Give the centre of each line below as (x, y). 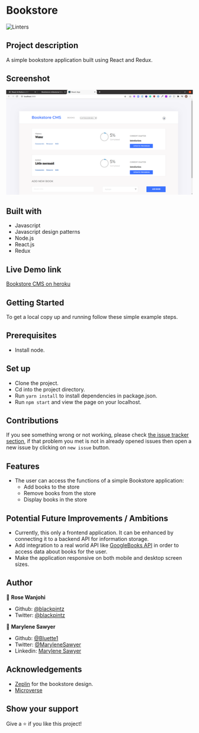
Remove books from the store (60, 493)
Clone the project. (37, 383)
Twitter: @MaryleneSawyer (48, 644)
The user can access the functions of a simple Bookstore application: (99, 481)
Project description (42, 46)
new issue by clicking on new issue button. (58, 447)
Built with (24, 211)
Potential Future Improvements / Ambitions (87, 518)
